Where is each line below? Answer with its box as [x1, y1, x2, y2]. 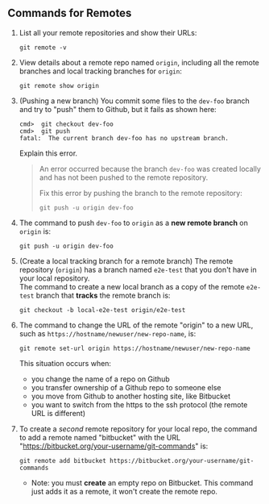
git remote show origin [19, 81, 100, 90]
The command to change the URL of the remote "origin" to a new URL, [19, 320, 254, 330]
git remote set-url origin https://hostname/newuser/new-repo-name [19, 344, 250, 352]
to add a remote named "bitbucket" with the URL [19, 432, 181, 442]
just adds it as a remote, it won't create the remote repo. [31, 486, 218, 496]
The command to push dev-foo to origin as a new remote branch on [19, 218, 249, 227]
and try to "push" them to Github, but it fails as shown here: [19, 104, 217, 114]
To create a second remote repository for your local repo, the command [19, 423, 258, 434]
